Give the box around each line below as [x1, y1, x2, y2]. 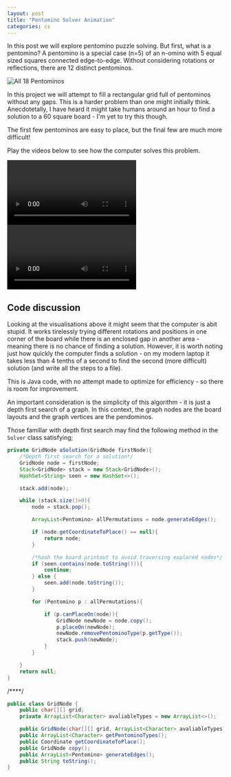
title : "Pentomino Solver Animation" [7, 17, 115, 23]
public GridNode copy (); [19, 745, 91, 751]
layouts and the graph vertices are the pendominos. [7, 413, 153, 421]
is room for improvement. [7, 385, 79, 393]
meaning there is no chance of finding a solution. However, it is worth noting [7, 342, 223, 350]
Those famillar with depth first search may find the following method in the [7, 426, 219, 434]
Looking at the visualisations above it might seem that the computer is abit [7, 320, 218, 328]
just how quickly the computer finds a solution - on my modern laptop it [7, 350, 210, 358]
